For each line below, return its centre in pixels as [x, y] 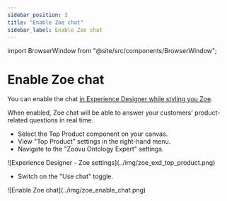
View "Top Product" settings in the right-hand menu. [94, 142]
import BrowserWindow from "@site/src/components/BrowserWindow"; [112, 51]
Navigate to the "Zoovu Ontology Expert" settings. [91, 149]
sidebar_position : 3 [38, 15]
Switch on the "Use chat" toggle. [65, 176]
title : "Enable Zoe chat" [45, 22]
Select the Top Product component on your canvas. [93, 134]
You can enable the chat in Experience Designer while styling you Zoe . [110, 99]
